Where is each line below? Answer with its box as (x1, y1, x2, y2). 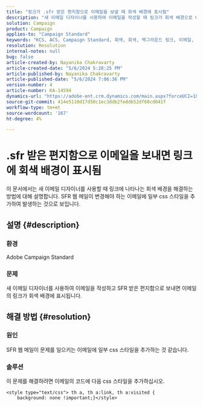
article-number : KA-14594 (6, 88, 71, 94)
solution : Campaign (6, 20, 56, 26)
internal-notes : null (6, 48, 61, 54)
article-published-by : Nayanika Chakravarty (6, 71, 120, 77)
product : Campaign (6, 25, 53, 32)
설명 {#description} (6, 220, 80, 230)
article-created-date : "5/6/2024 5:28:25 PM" (6, 65, 123, 71)
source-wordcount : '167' (6, 110, 69, 116)
